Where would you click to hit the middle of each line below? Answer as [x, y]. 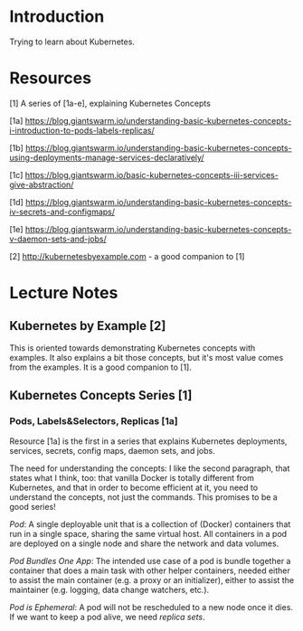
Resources [51, 78]
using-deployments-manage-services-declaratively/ [107, 157]
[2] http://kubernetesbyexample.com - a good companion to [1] [127, 256]
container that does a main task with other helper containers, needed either [150, 570]
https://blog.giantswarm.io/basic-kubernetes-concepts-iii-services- [151, 174]
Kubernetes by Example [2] [88, 326]
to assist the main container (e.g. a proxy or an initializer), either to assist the [152, 579]
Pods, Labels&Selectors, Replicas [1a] [94, 421]
